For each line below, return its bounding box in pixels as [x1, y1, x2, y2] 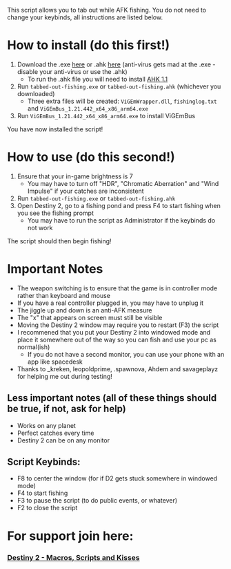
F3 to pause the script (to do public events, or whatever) [17, 496, 178, 505]
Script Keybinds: [7, 456, 81, 468]
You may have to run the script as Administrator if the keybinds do [27, 216, 216, 224]
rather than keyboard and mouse [17, 291, 110, 299]
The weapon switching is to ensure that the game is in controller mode [17, 283, 218, 292]
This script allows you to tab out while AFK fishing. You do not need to [7, 6, 207, 14]
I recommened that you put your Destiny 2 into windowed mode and [17, 328, 211, 336]
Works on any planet [17, 421, 76, 429]
